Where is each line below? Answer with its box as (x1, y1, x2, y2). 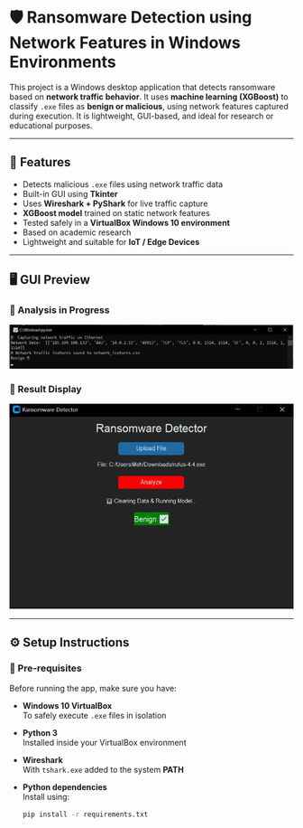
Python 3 (22, 727, 59, 738)
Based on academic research (22, 227, 132, 238)
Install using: (22, 791, 70, 802)
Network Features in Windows (9, 33, 242, 53)
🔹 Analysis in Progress (9, 304, 110, 316)
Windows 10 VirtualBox (22, 700, 113, 710)
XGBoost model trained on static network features (22, 207, 210, 218)
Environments (9, 52, 117, 72)
